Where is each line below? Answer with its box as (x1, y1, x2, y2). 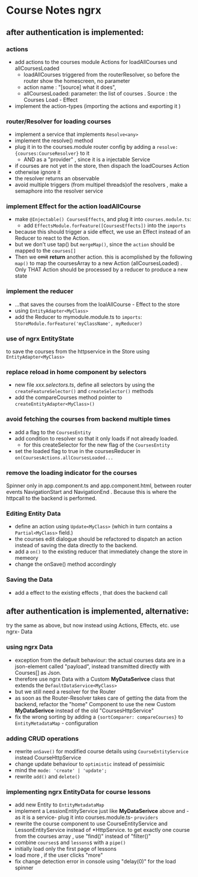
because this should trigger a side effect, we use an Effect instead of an (14, 228, 191, 235)
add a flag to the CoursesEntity (14, 428, 91, 436)
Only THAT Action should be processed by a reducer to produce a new (14, 266, 189, 273)
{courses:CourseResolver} (14, 151, 79, 157)
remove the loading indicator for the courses (6, 468, 138, 477)
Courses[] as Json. (14, 669, 62, 676)
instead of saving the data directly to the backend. (14, 542, 138, 549)
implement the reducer (6, 287, 74, 295)
